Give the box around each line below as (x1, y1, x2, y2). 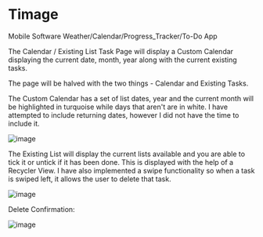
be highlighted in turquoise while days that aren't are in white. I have (8, 102, 229, 111)
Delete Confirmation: (8, 204, 76, 213)
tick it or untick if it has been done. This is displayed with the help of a (8, 157, 233, 166)
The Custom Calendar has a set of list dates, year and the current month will (8, 93, 254, 103)
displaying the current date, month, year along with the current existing (8, 55, 237, 64)
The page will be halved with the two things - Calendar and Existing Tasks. (8, 78, 249, 88)
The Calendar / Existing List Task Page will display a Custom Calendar (8, 46, 233, 56)
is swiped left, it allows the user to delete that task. (8, 174, 171, 184)
